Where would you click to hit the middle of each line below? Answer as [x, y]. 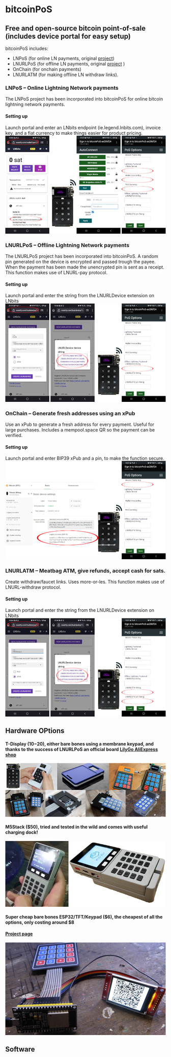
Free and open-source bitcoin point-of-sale [76, 28]
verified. [14, 436]
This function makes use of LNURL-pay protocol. [56, 273]
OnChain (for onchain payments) [47, 69]
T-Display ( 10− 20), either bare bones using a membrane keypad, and [80, 743]
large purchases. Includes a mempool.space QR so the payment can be [80, 430]
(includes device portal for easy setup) [68, 36]
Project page [19, 934]
